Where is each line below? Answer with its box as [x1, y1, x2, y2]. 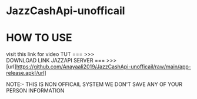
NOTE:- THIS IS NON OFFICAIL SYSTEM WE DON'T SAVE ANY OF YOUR [6, 81, 182, 88]
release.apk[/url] [6, 70, 46, 77]
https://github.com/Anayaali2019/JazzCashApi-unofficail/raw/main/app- [16, 63, 191, 70]
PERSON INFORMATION [6, 87, 65, 94]
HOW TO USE [6, 31, 72, 45]
